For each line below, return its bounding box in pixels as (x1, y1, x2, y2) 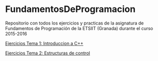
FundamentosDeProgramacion (5, 3, 136, 15)
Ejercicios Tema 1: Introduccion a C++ (5, 40, 84, 46)
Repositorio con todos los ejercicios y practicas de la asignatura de (5, 20, 144, 26)
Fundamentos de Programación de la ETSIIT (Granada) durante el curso (5, 25, 153, 31)
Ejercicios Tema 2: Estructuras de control (5, 50, 90, 56)
